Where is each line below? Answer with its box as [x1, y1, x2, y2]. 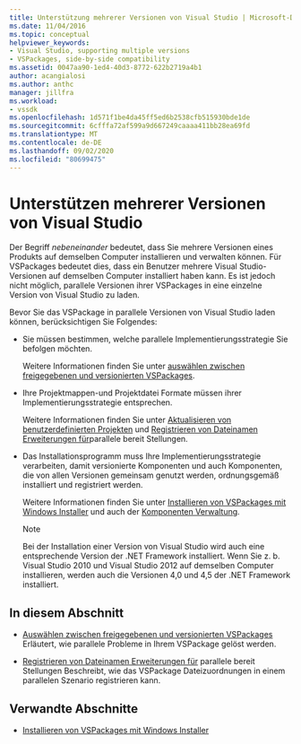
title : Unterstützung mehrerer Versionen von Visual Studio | [9, 13, 246, 22]
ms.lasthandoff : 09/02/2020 [9, 146, 115, 155]
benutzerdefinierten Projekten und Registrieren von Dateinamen [21, 424, 258, 435]
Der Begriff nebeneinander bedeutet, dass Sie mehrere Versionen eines [9, 242, 273, 253]
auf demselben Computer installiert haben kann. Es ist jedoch [48, 271, 276, 281]
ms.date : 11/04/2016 [9, 22, 87, 30]
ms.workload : [9, 96, 58, 106]
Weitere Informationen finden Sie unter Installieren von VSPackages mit [21, 497, 287, 507]
